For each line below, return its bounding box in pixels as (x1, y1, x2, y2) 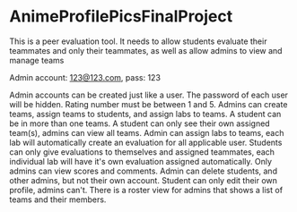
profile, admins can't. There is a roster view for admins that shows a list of (9, 184, 284, 195)
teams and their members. (9, 194, 107, 205)
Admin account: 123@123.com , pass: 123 (9, 72, 162, 82)
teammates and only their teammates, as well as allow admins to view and (9, 45, 283, 55)
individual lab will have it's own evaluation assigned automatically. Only (9, 156, 272, 166)
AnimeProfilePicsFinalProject (9, 6, 233, 27)
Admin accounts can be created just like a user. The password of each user (9, 89, 289, 100)
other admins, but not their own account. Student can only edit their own (9, 174, 278, 185)
